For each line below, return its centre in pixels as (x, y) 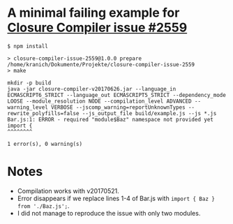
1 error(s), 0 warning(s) (45, 144)
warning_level (28, 107)
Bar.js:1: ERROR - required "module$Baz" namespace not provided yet (111, 119)
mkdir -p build (29, 83)
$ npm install (28, 46)
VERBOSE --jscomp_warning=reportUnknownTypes (119, 107)
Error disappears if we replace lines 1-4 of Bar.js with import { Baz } (116, 198)
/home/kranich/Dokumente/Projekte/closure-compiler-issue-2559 (101, 64)
